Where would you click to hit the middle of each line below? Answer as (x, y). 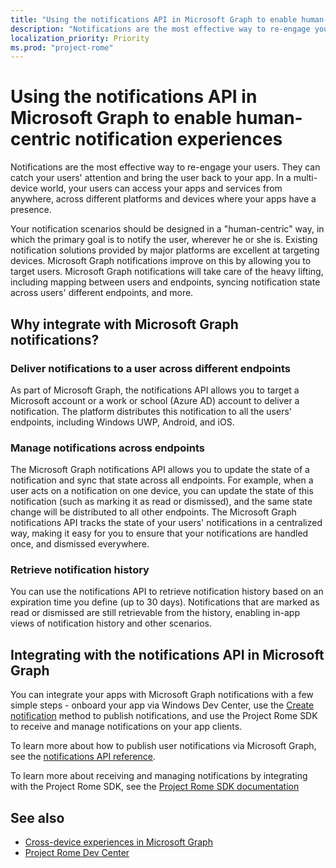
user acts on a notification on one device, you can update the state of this (162, 491)
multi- (305, 178)
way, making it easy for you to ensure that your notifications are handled (159, 533)
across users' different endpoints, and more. (102, 293)
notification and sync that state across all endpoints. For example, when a (162, 480)
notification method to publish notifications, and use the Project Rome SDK (164, 716)
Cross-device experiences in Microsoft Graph (118, 842)
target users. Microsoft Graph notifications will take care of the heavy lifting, (167, 272)
